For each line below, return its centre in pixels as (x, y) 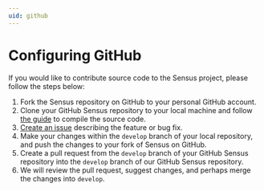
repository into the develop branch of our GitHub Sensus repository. (132, 161)
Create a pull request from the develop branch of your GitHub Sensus (134, 152)
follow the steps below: (47, 86)
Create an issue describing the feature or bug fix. (101, 127)
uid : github (28, 16)
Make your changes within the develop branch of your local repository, (136, 136)
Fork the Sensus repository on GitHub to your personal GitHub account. (138, 102)
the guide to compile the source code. (83, 119)
